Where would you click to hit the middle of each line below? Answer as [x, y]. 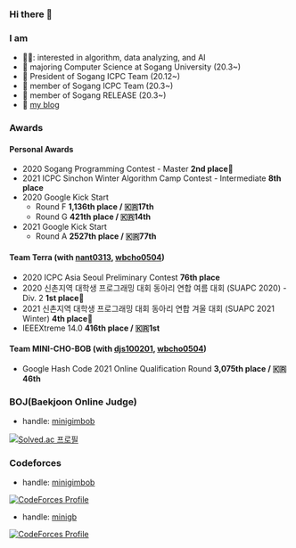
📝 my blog [41, 105]
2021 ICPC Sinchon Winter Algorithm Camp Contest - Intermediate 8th [152, 178]
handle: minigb [49, 517]
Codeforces [36, 462]
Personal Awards [41, 149]
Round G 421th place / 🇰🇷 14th [93, 217]
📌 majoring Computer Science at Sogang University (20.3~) [132, 67]
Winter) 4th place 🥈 [58, 318]
